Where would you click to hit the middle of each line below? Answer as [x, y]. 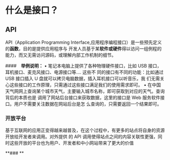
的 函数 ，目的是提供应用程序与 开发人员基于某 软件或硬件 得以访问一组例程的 [83, 49]
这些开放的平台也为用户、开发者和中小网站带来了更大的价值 [72, 143]
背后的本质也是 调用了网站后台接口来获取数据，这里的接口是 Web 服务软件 [83, 98]
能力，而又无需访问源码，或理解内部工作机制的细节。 [61, 55]
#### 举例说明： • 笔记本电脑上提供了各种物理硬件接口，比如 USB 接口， [83, 66]
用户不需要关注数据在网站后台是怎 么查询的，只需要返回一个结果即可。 [88, 104]
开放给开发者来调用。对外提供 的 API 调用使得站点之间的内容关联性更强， [82, 137]
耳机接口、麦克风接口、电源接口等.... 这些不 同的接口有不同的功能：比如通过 [84, 72]
